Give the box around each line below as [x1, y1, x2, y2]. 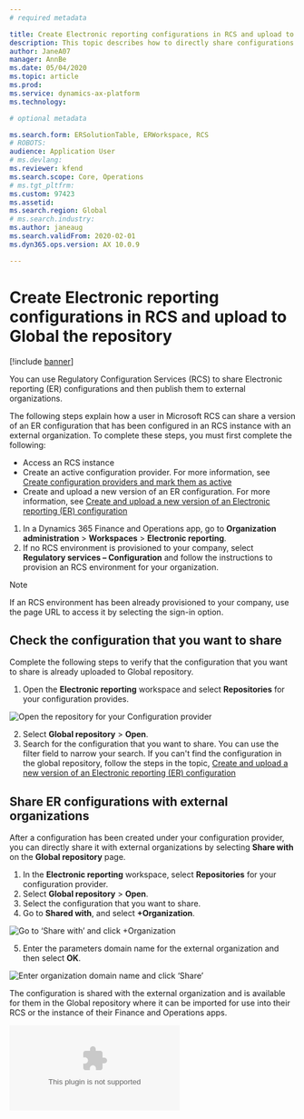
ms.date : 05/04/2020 [9, 64, 88, 73]
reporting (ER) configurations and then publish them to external [9, 383, 247, 394]
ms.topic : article [9, 72, 79, 82]
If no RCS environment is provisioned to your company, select [22, 542, 254, 553]
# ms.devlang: [9, 155, 64, 165]
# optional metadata [9, 114, 88, 123]
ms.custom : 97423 [9, 189, 75, 198]
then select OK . [22, 953, 82, 964]
